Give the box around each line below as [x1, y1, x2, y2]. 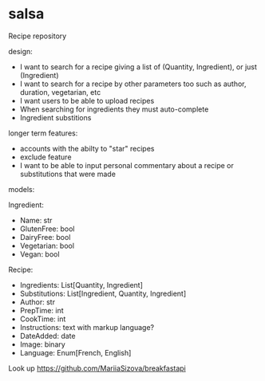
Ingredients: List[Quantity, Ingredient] [19, 280, 144, 289]
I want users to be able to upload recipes [19, 96, 155, 105]
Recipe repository [8, 31, 67, 41]
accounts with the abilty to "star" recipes [19, 143, 155, 153]
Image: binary [19, 340, 65, 349]
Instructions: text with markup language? [19, 322, 154, 332]
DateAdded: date [19, 331, 76, 340]
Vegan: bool [19, 249, 60, 259]
